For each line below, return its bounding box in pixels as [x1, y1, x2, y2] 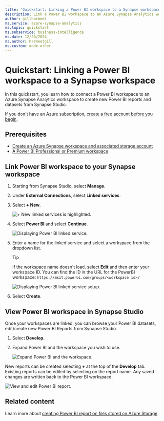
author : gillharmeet [5, 16, 47, 21]
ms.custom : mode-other [5, 43, 51, 48]
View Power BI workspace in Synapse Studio [5, 307, 144, 316]
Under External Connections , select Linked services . [12, 192, 121, 198]
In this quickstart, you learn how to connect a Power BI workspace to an [5, 91, 150, 97]
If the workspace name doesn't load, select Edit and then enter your [12, 264, 150, 270]
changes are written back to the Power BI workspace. [5, 374, 113, 379]
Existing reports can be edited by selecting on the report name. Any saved [5, 369, 155, 374]
